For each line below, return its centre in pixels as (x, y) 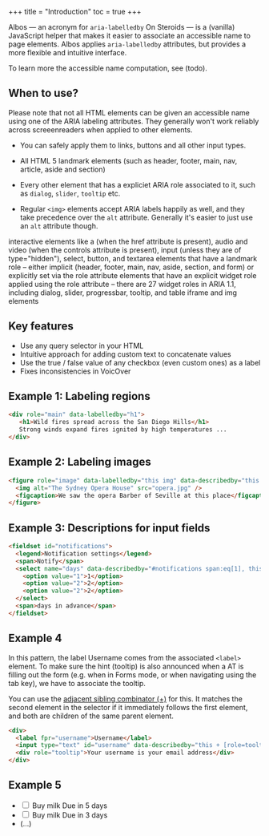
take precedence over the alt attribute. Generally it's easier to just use (137, 217)
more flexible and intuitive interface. (68, 53)
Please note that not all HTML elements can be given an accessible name (129, 112)
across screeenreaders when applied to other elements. (100, 129)
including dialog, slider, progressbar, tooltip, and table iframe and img (123, 293)
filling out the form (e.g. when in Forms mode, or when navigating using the (132, 674)
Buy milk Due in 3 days (70, 815)
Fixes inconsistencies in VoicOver (75, 371)
